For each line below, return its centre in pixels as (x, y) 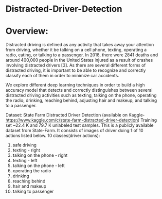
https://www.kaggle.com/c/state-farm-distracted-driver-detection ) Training (81, 120)
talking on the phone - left (38, 166)
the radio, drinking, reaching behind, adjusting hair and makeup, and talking (81, 100)
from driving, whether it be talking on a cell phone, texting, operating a (76, 50)
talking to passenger (33, 191)
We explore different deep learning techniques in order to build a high (75, 85)
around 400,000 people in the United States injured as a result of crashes (79, 60)
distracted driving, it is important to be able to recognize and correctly (76, 70)
